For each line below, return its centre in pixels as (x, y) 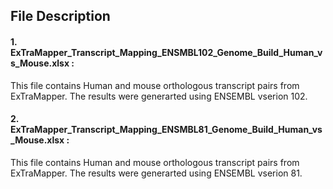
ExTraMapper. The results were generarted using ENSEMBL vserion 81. (156, 173)
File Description (60, 16)
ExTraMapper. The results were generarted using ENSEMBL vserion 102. (159, 96)
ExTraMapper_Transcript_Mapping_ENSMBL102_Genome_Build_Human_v (166, 52)
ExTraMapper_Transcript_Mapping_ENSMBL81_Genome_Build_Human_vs (166, 130)
